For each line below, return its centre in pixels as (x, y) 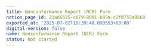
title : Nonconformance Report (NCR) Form (58, 12)
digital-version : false (36, 28)
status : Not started (32, 39)
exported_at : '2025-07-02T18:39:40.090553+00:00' (69, 23)
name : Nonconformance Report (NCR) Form (57, 34)
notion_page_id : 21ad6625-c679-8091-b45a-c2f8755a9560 (76, 17)
